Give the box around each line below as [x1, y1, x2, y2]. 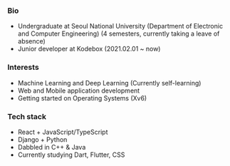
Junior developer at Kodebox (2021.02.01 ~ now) [17, 45, 161, 53]
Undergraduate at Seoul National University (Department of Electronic [17, 22, 223, 31]
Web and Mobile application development [17, 86, 140, 95]
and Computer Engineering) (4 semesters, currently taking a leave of [17, 29, 220, 38]
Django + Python [17, 135, 68, 144]
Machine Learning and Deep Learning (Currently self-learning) [17, 78, 202, 87]
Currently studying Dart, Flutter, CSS [17, 150, 125, 159]
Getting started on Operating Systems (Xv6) [17, 93, 147, 102]
